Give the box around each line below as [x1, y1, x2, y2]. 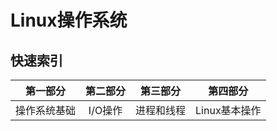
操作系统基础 [15, 104, 77, 117]
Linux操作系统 [10, 9, 128, 32]
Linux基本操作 [195, 104, 262, 117]
